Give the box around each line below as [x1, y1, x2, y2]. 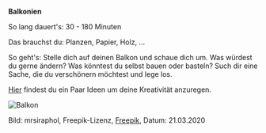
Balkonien [8, 7, 42, 16]
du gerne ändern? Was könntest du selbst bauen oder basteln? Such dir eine [8, 61, 258, 70]
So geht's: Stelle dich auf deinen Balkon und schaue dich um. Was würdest [8, 53, 253, 62]
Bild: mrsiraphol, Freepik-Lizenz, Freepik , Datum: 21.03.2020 [8, 116, 206, 125]
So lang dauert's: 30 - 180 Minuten [8, 22, 122, 31]
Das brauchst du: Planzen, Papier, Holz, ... [8, 37, 145, 47]
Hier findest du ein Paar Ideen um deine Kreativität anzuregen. [8, 85, 212, 94]
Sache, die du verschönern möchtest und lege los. [8, 70, 173, 78]
